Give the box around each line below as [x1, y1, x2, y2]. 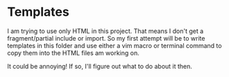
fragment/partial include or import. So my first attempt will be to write [7, 34, 205, 42]
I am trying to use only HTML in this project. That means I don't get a [7, 27, 204, 35]
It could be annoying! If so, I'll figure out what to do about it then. [7, 62, 193, 70]
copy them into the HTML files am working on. [7, 49, 140, 57]
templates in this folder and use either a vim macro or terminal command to [7, 41, 222, 49]
